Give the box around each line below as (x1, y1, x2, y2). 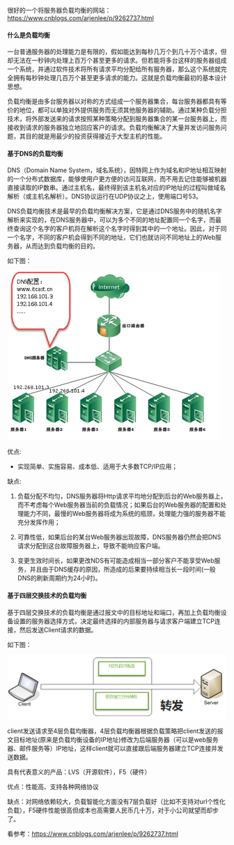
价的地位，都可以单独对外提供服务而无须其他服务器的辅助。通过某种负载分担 (7, 106, 227, 114)
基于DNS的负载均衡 (7, 149, 63, 158)
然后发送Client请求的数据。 (19, 625, 97, 634)
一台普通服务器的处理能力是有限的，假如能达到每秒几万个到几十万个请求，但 (7, 47, 227, 56)
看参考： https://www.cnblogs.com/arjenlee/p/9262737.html (7, 830, 179, 838)
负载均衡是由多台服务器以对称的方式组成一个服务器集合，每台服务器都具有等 (7, 97, 227, 106)
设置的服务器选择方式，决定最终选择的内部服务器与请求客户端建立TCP (13, 616, 214, 625)
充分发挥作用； (17, 518, 61, 526)
